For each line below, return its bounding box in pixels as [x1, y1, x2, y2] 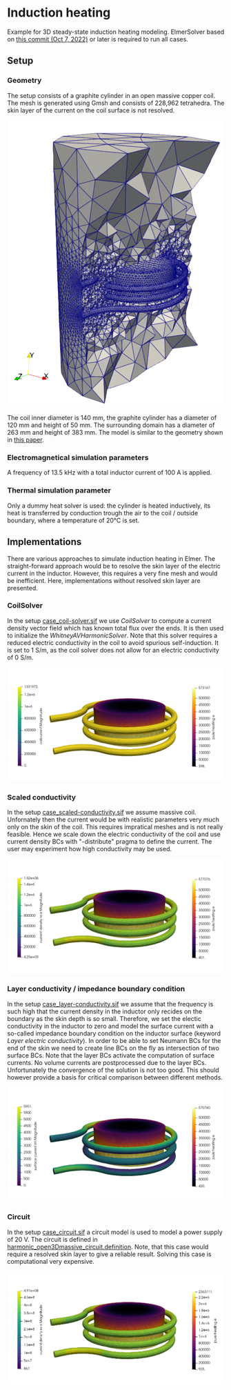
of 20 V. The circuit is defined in [7, 1235, 98, 1243]
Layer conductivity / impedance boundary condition [7, 984, 185, 994]
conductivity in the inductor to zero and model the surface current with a [7, 1022, 214, 1030]
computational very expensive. [7, 1257, 94, 1265]
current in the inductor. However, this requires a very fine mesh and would [7, 569, 218, 577]
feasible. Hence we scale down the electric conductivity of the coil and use [7, 830, 221, 839]
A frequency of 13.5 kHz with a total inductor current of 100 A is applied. [7, 468, 212, 477]
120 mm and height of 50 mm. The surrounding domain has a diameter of [7, 421, 215, 429]
